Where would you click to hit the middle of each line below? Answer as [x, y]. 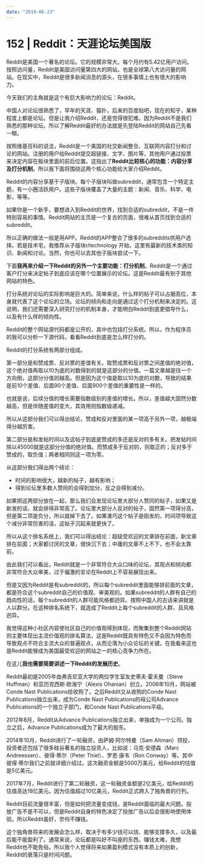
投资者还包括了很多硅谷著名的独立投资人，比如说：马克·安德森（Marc [93, 748]
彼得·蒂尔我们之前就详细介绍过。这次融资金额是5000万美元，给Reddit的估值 [101, 763]
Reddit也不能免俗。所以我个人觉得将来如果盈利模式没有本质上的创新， [94, 847]
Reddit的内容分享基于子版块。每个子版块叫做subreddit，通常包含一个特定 [98, 181]
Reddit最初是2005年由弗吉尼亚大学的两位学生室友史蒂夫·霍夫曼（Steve [95, 676]
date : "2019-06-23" [31, 12]
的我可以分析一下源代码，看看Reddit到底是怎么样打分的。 [78, 337]
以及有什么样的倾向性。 [35, 316]
